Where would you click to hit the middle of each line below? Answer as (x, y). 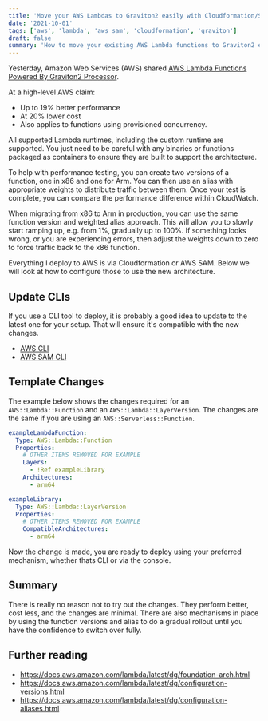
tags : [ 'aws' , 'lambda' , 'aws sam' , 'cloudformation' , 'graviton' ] (123, 30)
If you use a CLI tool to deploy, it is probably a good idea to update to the (128, 316)
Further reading (48, 655)
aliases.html (39, 708)
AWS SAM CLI (43, 357)
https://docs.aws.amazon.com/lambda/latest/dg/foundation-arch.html (134, 674)
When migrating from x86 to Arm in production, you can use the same (123, 213)
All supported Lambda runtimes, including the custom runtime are (116, 140)
